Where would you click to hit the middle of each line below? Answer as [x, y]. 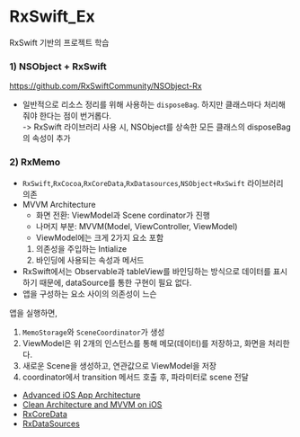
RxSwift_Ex [53, 17]
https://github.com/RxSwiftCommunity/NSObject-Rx [106, 86]
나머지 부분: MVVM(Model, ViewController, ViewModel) [137, 226]
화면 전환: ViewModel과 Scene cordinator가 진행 [123, 215]
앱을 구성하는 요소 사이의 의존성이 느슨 [89, 293]
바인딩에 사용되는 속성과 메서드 [90, 260]
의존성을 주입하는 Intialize [81, 248]
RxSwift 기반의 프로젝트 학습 [59, 42]
